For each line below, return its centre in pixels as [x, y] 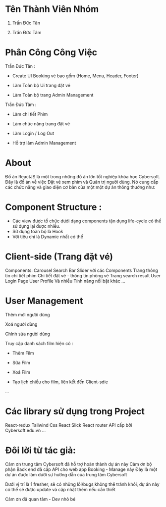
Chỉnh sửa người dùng [28, 334]
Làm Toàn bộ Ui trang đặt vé [41, 85]
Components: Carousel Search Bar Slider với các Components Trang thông [82, 270]
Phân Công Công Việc [51, 52]
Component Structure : [54, 207]
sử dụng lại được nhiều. [36, 226]
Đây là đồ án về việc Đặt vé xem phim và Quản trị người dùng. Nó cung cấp [82, 182]
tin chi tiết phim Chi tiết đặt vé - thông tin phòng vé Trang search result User [83, 275]
